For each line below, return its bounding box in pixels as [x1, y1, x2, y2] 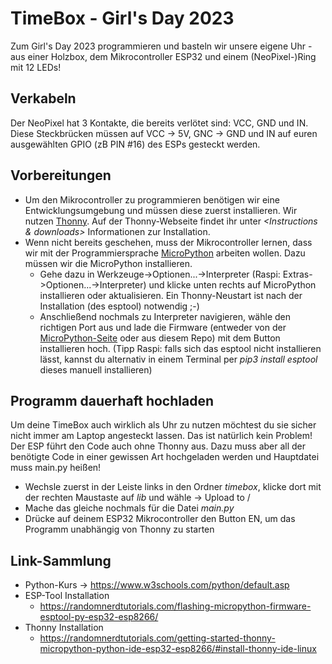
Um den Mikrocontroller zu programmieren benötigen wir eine [24, 193, 280, 206]
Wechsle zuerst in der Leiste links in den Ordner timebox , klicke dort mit [24, 481, 322, 493]
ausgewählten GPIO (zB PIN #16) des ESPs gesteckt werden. [10, 138, 261, 150]
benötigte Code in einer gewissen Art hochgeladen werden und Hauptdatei [10, 451, 320, 463]
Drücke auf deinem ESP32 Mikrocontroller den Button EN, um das [24, 513, 296, 525]
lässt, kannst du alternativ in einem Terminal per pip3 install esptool [39, 353, 318, 365]
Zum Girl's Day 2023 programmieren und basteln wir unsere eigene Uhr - [10, 40, 313, 52]
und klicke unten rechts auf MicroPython [148, 278, 317, 291]
